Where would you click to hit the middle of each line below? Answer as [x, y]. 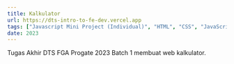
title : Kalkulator [34, 14]
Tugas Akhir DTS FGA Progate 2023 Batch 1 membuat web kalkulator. [107, 53]
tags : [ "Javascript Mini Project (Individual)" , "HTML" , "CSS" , [102, 26]
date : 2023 [23, 33]
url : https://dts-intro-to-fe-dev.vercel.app [74, 20]
